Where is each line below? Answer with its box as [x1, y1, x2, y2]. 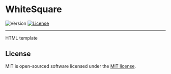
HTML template [5, 34, 38, 41]
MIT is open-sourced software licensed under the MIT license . [5, 63, 136, 69]
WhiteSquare [5, 4, 62, 15]
